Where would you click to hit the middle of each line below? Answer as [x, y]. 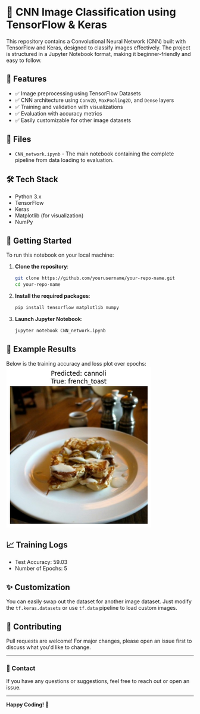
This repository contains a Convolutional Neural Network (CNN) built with [96, 41]
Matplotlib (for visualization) [49, 216]
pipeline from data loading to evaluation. [64, 160]
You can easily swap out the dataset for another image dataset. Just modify [99, 601]
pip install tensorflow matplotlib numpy [67, 307]
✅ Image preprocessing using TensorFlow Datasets [78, 93]
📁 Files [19, 139]
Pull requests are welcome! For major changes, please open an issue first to [99, 641]
